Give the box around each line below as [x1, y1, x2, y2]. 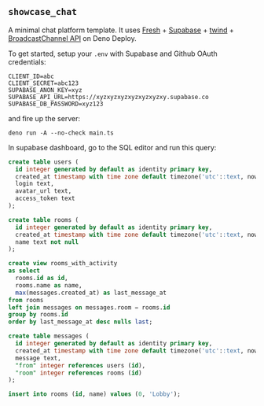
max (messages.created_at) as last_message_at [15, 289, 167, 297]
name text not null [15, 238, 79, 246]
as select [8, 267, 41, 275]
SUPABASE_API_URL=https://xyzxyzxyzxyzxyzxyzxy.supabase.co [8, 93, 210, 101]
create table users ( [8, 157, 79, 166]
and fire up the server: [8, 113, 81, 123]
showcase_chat [8, 6, 77, 18]
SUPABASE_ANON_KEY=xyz [8, 86, 82, 94]
